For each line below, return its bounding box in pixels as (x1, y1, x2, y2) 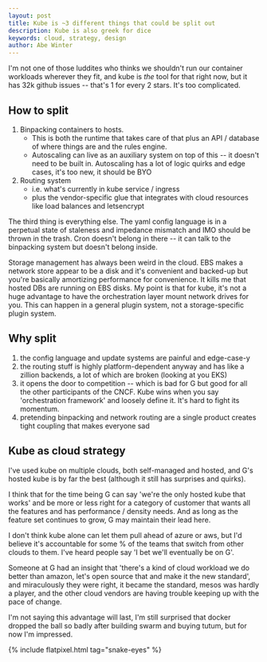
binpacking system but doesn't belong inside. (8, 241, 158, 252)
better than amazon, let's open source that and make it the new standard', (8, 571, 251, 580)
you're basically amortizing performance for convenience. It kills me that (8, 274, 247, 284)
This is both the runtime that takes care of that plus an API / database (31, 133, 260, 142)
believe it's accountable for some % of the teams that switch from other (8, 539, 245, 548)
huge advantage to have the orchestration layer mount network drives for (8, 291, 249, 301)
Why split (8, 332, 57, 345)
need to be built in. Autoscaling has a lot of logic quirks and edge (31, 158, 245, 168)
